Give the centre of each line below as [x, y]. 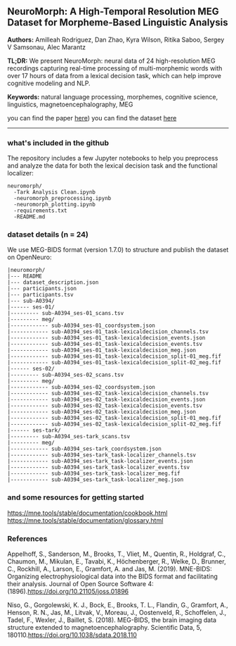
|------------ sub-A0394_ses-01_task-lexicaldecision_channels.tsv [108, 332]
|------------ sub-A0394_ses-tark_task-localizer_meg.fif [94, 474]
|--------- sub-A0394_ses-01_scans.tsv [66, 313]
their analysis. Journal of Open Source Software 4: [81, 584]
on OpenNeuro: [29, 257]
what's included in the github [58, 142]
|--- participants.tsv [40, 295]
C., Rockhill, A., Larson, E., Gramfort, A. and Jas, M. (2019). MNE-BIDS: [110, 569]
